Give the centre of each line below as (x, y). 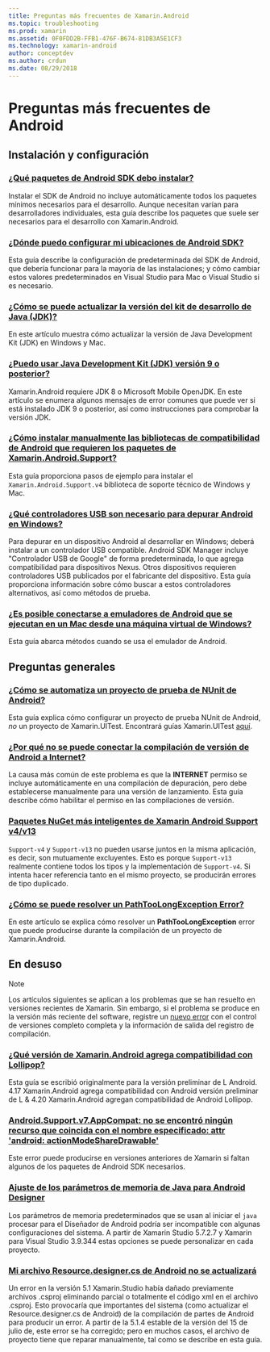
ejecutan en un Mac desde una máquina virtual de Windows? (130, 624)
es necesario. (31, 285)
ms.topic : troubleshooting (54, 23)
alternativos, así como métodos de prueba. (79, 593)
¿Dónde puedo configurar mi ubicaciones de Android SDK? (126, 242)
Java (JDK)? (33, 316)
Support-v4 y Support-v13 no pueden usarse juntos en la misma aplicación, (132, 849)
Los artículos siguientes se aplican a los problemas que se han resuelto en (132, 999)
